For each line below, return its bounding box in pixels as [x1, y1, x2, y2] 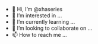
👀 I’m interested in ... [11, 12, 62, 19]
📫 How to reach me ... [11, 32, 67, 38]
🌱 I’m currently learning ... [11, 18, 75, 25]
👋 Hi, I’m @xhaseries [11, 6, 63, 12]
